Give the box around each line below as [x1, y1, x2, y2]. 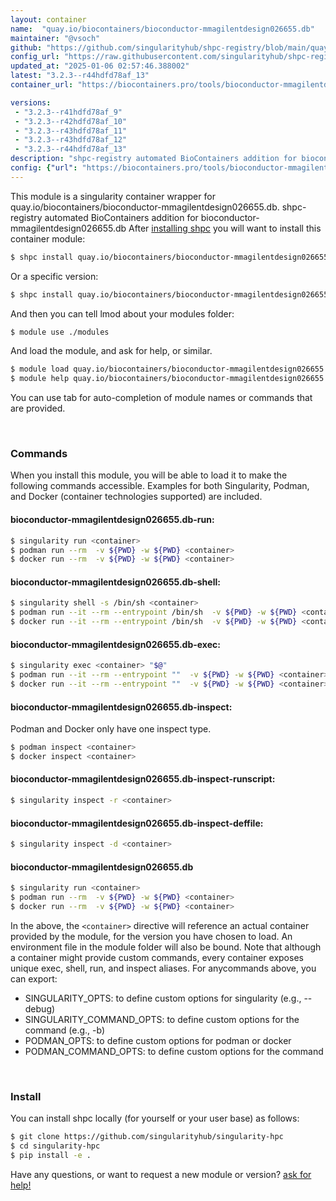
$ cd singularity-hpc [10, 1141, 101, 1151]
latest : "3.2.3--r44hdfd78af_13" [10, 71, 150, 81]
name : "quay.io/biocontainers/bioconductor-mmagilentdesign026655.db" [10, 24, 315, 34]
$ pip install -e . [10, 1150, 92, 1160]
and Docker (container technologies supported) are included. [10, 491, 263, 503]
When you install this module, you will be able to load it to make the [10, 469, 288, 481]
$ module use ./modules [10, 327, 110, 337]
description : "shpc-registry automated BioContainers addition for [10, 154, 298, 164]
